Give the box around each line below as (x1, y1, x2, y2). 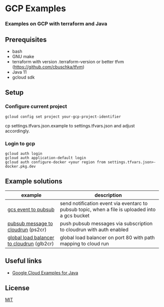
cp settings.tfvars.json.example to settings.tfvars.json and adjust (5, 123, 135, 128)
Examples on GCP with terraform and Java (5, 20, 107, 27)
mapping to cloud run (60, 240, 109, 247)
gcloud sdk (12, 74, 35, 80)
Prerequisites (5, 35, 47, 44)
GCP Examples (5, 3, 66, 14)
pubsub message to (7, 220, 53, 227)
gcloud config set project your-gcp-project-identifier (5, 114, 121, 119)
